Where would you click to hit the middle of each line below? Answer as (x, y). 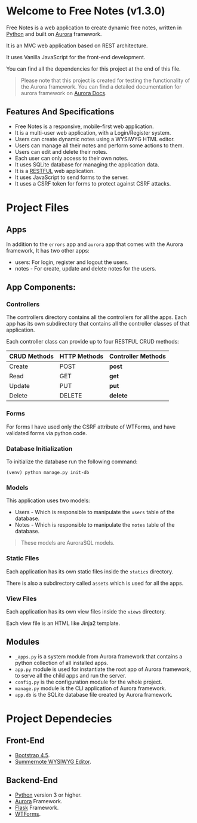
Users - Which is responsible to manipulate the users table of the (95, 512)
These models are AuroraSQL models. (68, 543)
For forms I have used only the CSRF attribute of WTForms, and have (91, 427)
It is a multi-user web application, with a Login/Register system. (93, 132)
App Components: (41, 288)
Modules (23, 642)
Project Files (38, 207)
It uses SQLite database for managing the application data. (87, 164)
